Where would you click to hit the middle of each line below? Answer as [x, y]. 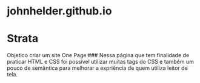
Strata [23, 39]
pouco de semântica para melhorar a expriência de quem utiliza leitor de [98, 68]
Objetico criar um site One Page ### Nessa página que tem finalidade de [98, 55]
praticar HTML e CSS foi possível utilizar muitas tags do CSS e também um [101, 62]
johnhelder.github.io [59, 11]
